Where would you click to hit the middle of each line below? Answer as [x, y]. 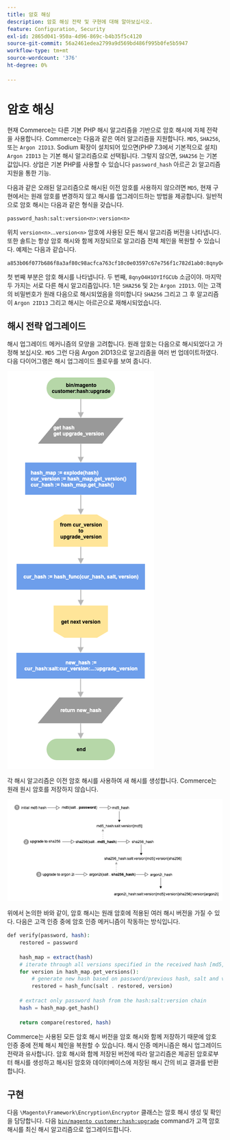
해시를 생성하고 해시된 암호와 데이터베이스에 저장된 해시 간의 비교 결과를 [110, 1062]
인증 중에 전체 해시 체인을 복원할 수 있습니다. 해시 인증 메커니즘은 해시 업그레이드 [115, 1045]
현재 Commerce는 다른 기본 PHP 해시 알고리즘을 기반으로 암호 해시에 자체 [106, 130]
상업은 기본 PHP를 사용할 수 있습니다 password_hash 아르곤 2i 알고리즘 [127, 164]
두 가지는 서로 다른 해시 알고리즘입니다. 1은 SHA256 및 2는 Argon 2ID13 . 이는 [108, 285]
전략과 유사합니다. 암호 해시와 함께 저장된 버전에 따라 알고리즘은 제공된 [101, 1053]
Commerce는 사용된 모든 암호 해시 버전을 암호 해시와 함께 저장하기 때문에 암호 [112, 1036]
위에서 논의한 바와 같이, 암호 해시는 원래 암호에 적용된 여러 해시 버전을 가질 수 [110, 913]
